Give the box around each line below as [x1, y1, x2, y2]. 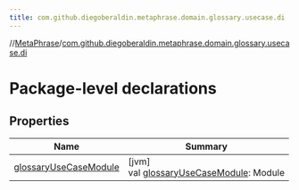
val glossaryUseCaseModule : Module [128, 166, 286, 178]
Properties [9, 113, 70, 129]
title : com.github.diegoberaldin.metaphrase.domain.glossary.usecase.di [9, 12, 286, 22]
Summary [185, 140, 228, 153]
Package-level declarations [9, 78, 217, 98]
